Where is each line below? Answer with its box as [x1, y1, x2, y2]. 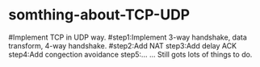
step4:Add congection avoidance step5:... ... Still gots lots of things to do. [8, 49, 253, 59]
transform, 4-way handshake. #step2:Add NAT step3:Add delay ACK [8, 40, 237, 50]
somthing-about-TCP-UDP [8, 6, 191, 24]
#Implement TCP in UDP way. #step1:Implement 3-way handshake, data [8, 32, 248, 42]
